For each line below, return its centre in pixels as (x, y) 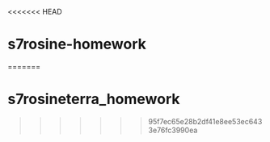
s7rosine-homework (77, 44)
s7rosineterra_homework (94, 99)
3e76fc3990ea (173, 130)
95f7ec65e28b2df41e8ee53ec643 (205, 121)
